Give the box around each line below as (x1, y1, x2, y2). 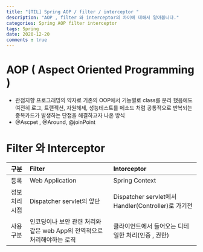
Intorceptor (113, 164, 147, 173)
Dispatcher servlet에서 (113, 192, 177, 201)
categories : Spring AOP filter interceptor (6, 20, 118, 26)
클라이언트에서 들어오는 (113, 222, 176, 230)
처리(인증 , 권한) (126, 231, 170, 239)
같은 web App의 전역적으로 (29, 226, 103, 234)
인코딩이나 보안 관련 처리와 (29, 217, 101, 225)
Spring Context (113, 176, 156, 184)
